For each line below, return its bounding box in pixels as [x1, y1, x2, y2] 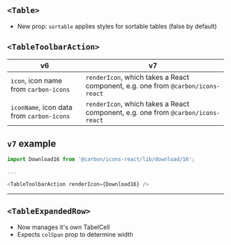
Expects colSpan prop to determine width [16, 230, 134, 238]
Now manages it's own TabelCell [16, 223, 110, 231]
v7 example [7, 138, 56, 150]
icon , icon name [10, 76, 63, 85]
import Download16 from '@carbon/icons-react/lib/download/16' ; [7, 156, 195, 163]
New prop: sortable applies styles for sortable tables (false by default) [16, 22, 217, 30]
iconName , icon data [10, 103, 73, 112]
